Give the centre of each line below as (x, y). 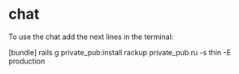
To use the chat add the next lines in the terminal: (91, 37)
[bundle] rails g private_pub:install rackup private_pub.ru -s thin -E (120, 52)
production (27, 61)
